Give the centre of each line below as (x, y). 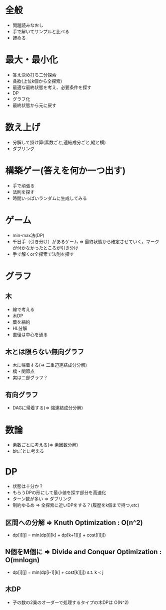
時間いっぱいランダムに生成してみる (50, 198)
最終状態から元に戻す (34, 105)
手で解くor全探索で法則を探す (43, 254)
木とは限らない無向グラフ (44, 352)
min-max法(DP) (28, 235)
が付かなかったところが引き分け (45, 248)
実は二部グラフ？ (30, 377)
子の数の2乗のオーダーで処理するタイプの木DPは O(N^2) (70, 602)
